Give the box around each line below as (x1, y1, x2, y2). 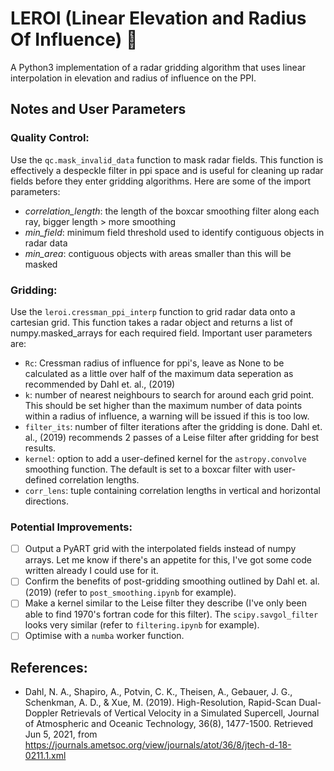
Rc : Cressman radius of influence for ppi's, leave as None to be (24, 357, 285, 369)
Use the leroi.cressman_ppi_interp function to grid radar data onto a (10, 305, 296, 317)
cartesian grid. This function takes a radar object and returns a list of (10, 316, 294, 328)
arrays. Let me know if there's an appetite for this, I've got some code (24, 554, 312, 566)
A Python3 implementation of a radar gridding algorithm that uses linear (10, 61, 307, 73)
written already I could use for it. (24, 565, 159, 577)
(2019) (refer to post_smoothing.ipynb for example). (24, 587, 237, 599)
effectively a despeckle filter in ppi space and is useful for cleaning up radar (10, 164, 324, 176)
